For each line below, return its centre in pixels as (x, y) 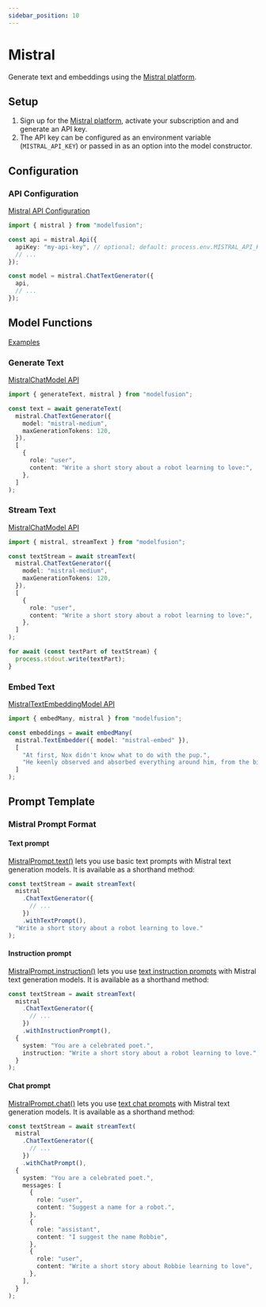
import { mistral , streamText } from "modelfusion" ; (97, 542)
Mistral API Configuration (49, 211)
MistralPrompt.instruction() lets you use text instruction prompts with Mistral (132, 971)
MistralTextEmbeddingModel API (62, 704)
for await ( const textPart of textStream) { (83, 652)
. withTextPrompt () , (55, 921)
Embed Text (32, 687)
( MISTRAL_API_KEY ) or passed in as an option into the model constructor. (136, 146)
